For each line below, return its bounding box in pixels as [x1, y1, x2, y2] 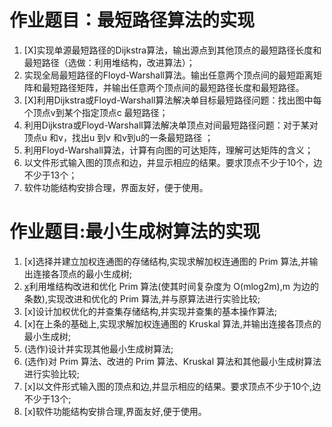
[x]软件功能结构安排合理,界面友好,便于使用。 [23, 405, 207, 417]
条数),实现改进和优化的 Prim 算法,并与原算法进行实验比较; [23, 292, 261, 305]
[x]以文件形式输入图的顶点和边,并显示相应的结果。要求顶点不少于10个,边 [23, 380, 322, 392]
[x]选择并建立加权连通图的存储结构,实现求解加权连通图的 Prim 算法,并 [23, 255, 310, 267]
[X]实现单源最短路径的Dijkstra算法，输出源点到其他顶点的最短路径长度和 [23, 44, 322, 56]
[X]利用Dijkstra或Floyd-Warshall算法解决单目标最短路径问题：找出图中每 [23, 94, 322, 106]
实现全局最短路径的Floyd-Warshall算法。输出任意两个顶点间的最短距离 [23, 69, 314, 81]
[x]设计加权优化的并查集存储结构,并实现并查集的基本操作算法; [23, 305, 277, 317]
